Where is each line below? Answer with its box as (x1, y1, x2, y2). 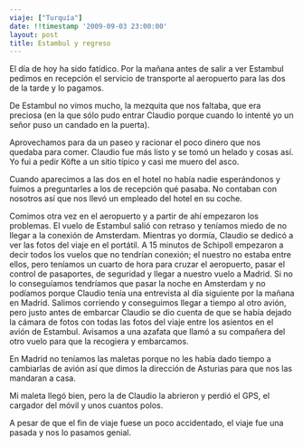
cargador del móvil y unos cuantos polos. (9, 400, 164, 411)
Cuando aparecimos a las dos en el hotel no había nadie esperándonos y (9, 174, 280, 185)
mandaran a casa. (9, 373, 77, 384)
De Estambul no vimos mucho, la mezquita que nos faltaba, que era (9, 101, 261, 112)
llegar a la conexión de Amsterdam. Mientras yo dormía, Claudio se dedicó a (9, 230, 294, 241)
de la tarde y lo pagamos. (9, 83, 104, 93)
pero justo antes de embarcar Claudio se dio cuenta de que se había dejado (9, 307, 292, 318)
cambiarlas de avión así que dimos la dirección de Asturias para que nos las (9, 364, 292, 374)
